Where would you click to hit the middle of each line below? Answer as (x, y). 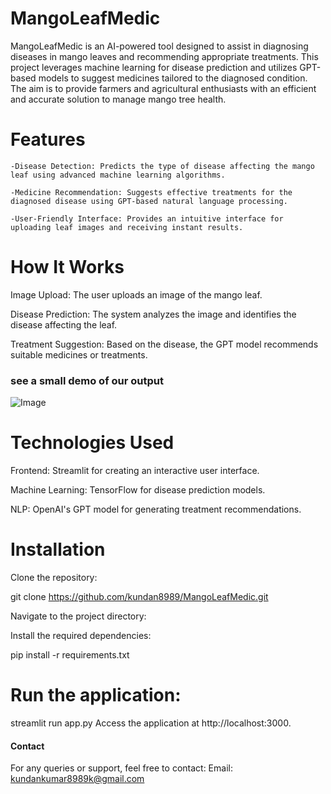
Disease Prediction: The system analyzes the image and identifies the (153, 314)
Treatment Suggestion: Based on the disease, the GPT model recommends (164, 344)
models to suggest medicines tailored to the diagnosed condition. (173, 78)
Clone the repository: (54, 577)
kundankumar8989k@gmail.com (77, 779)
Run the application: (96, 695)
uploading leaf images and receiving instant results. (127, 227)
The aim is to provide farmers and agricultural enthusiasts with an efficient (163, 88)
